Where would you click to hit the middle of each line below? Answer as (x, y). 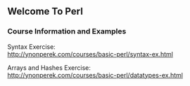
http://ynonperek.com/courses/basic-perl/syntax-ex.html (90, 54)
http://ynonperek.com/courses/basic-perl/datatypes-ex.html (95, 75)
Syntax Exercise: (32, 46)
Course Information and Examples (67, 31)
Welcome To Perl (45, 12)
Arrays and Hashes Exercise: (49, 67)
